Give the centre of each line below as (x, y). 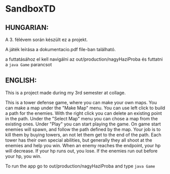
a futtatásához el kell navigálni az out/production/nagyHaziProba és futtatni (84, 59)
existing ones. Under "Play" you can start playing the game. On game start (83, 124)
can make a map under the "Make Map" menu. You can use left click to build (85, 108)
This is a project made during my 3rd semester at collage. (65, 93)
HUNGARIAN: (27, 28)
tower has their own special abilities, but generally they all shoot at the (79, 140)
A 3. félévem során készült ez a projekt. (46, 39)
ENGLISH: (21, 81)
